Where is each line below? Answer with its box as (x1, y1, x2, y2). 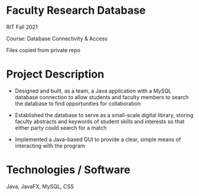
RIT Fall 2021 (6, 23, 38, 30)
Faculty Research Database (6, 4, 146, 17)
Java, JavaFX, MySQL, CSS (6, 183, 74, 190)
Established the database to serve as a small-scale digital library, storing (14, 111, 194, 118)
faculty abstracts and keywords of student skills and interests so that (14, 118, 185, 125)
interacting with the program (14, 142, 85, 149)
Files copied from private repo (6, 46, 81, 54)
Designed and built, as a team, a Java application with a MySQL (14, 87, 172, 94)
